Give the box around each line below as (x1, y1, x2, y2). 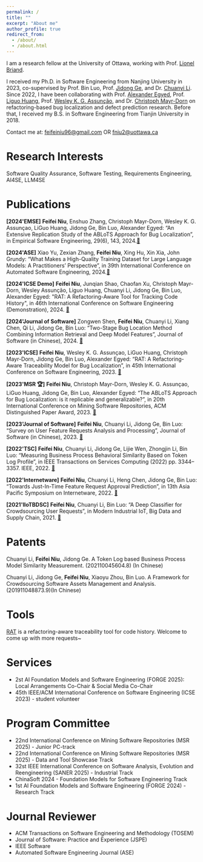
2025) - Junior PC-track (15, 743, 76, 750)
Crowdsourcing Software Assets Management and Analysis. (6, 580, 156, 587)
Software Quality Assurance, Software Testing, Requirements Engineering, (6, 170, 192, 177)
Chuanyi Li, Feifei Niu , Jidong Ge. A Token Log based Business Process (6, 555, 186, 563)
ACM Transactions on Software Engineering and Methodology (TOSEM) (15, 830, 194, 837)
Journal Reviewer (6, 810, 96, 823)
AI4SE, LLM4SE (6, 176, 45, 183)
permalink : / (6, 9, 39, 15)
